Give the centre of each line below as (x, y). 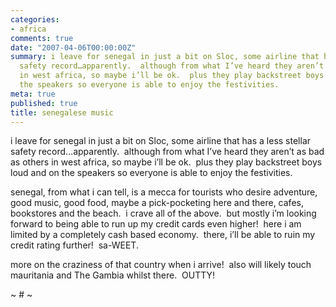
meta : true (33, 94)
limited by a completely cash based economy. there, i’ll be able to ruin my (163, 235)
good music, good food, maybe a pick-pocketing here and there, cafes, (157, 203)
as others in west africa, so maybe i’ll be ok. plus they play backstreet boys (166, 162)
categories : (35, 19)
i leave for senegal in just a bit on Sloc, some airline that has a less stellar (161, 141)
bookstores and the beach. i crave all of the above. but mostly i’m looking (163, 213)
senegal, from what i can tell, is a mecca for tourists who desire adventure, (164, 192)
